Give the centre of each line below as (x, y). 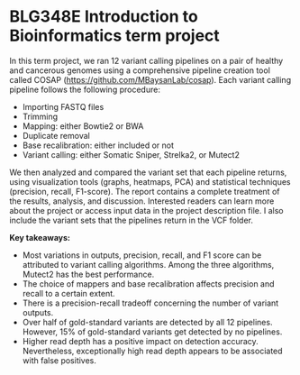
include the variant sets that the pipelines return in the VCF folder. (132, 220)
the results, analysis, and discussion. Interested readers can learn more (142, 201)
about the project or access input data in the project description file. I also (146, 210)
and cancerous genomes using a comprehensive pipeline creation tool (140, 70)
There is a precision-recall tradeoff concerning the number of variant (150, 303)
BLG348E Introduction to (104, 17)
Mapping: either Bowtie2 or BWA (83, 126)
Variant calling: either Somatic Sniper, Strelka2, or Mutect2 (131, 154)
